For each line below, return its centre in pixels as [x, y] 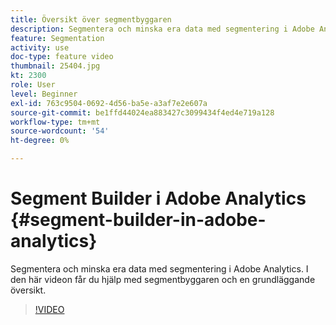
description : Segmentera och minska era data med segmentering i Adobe [162, 29]
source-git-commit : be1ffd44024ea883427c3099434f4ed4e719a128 [142, 112]
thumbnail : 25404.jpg [55, 66]
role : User [33, 85]
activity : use [40, 47]
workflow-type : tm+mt [55, 122]
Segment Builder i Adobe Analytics [158, 198]
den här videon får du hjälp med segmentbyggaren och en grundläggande [163, 279]
